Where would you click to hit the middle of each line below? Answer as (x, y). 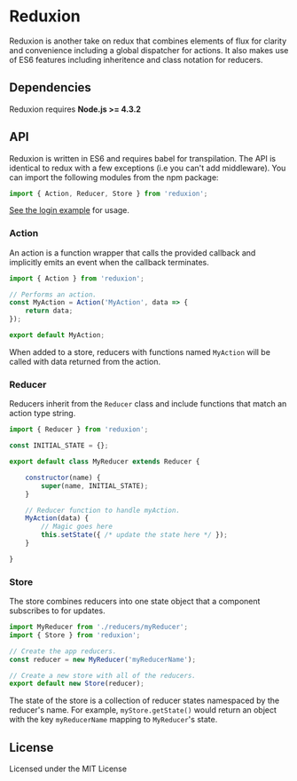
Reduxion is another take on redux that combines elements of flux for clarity (148, 41)
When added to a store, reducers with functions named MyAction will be (140, 351)
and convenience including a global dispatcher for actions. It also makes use (149, 50)
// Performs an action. (53, 295)
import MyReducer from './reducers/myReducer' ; (99, 627)
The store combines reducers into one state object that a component (135, 602)
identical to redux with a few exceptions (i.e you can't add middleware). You (148, 168)
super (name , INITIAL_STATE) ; (95, 485)
